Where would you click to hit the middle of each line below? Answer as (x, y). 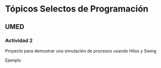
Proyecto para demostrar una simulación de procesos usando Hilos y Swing (81, 51)
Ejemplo (13, 60)
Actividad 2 (19, 41)
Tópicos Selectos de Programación (77, 9)
